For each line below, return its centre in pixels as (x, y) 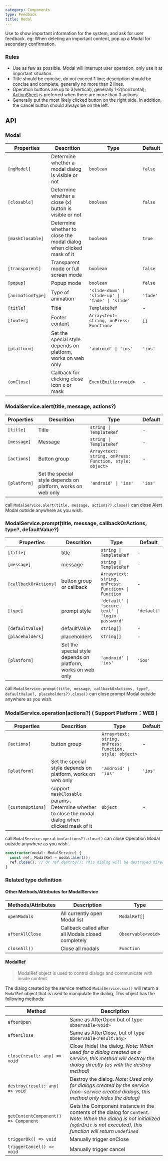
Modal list (72, 919)
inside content (32, 979)
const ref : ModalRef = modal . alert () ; (50, 858)
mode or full (65, 269)
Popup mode (66, 283)
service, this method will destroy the (112, 1059)
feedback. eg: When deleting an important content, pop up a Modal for (78, 39)
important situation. (32, 73)
